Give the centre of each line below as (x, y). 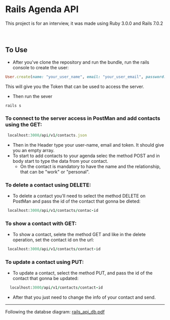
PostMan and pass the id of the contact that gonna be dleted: (76, 201)
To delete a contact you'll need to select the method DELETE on (79, 196)
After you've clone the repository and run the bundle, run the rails (81, 62)
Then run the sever (32, 96)
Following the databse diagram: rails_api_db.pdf (55, 312)
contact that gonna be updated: (46, 279)
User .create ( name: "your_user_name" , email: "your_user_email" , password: (86, 77)
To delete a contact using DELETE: (48, 185)
